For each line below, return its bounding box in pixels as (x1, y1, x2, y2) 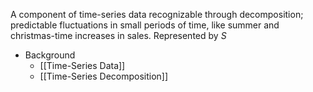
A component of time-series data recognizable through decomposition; (10, 9, 304, 20)
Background (24, 49, 76, 61)
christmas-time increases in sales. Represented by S (10, 30, 227, 41)
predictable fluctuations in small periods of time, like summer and (10, 19, 280, 31)
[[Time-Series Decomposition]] (39, 70, 169, 82)
